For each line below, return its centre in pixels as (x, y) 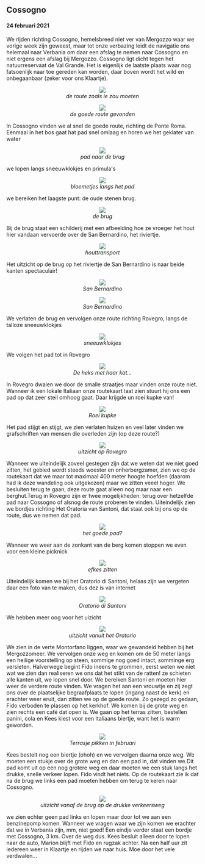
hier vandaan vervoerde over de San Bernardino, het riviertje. (83, 234)
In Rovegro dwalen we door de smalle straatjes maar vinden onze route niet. (102, 384)
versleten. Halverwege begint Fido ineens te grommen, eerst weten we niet (101, 666)
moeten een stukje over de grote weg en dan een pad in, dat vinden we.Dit (100, 761)
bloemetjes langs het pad (103, 186)
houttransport (103, 252)
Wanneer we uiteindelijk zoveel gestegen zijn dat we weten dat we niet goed (102, 463)
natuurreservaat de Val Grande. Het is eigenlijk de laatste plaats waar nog (99, 65)
